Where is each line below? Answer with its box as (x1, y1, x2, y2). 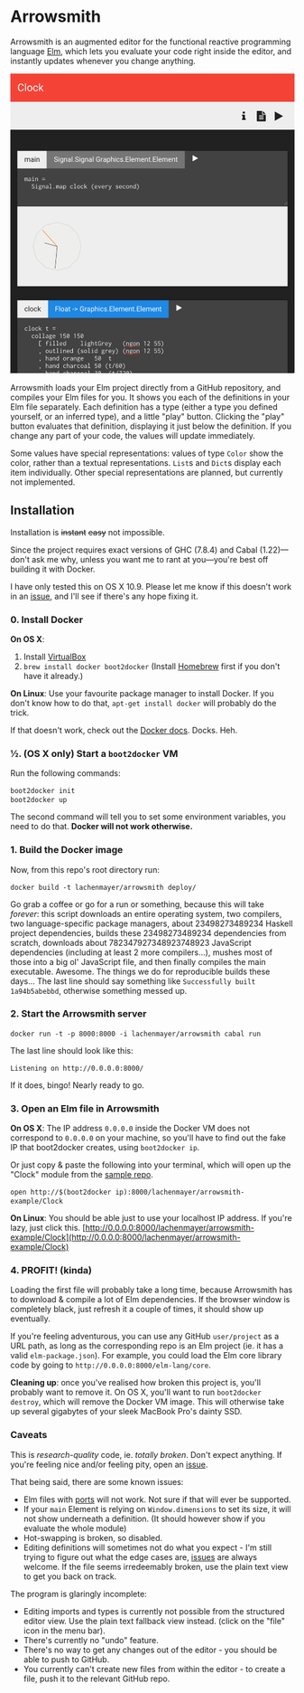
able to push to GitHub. (23, 1653, 110, 1665)
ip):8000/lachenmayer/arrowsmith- (115, 1187, 245, 1197)
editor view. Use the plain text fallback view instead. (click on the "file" (23, 1615, 285, 1626)
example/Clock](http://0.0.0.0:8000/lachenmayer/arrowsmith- (10, 1232, 242, 1243)
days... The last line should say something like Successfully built (10, 975, 256, 987)
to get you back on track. (23, 1571, 117, 1582)
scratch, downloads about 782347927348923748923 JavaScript (10, 937, 252, 948)
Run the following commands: (10, 768, 121, 779)
